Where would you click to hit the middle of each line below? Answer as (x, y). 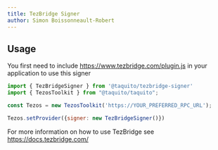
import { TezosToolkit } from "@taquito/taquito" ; (83, 93)
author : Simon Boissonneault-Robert (61, 20)
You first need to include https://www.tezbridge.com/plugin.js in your (107, 66)
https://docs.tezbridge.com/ (48, 139)
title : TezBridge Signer (44, 14)
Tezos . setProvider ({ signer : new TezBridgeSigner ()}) (86, 118)
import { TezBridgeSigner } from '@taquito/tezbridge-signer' (100, 86)
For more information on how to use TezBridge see (81, 132)
